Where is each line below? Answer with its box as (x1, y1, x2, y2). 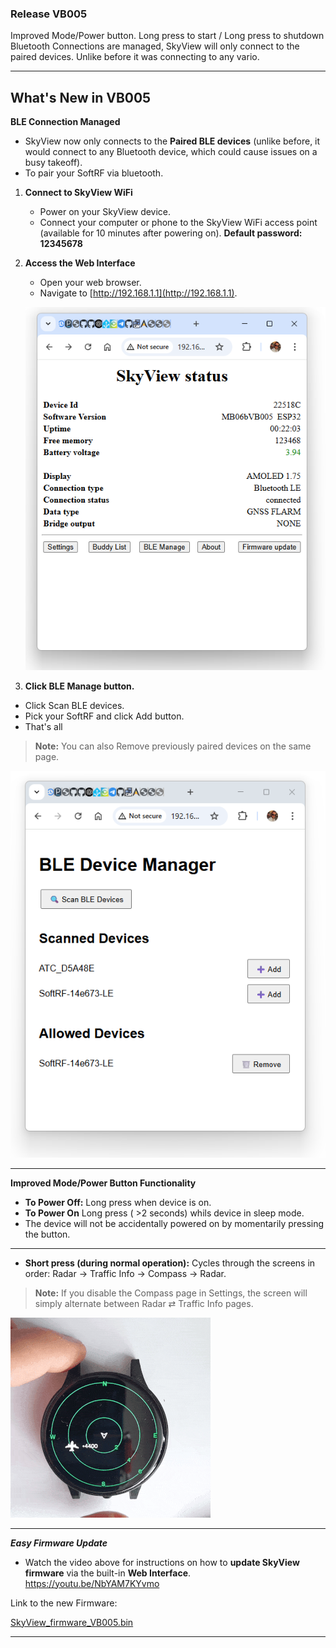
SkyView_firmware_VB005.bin (10, 1616, 134, 1628)
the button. (24, 1228, 71, 1240)
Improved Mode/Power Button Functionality (10, 1177, 197, 1189)
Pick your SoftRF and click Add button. (24, 710, 185, 722)
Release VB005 (10, 7, 88, 21)
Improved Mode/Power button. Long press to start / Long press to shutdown (10, 30, 325, 42)
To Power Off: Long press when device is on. (24, 1196, 212, 1208)
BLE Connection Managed (10, 116, 121, 128)
